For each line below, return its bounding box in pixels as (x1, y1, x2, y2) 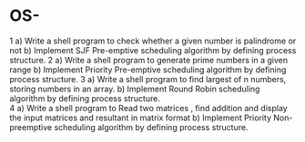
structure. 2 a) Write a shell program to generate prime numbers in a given (9, 54, 289, 65)
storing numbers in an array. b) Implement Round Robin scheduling (9, 83, 260, 94)
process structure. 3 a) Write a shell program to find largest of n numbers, (9, 73, 287, 84)
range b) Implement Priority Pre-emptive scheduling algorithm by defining (9, 64, 287, 75)
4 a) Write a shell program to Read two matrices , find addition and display (9, 102, 289, 113)
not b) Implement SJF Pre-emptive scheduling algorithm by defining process (9, 44, 297, 55)
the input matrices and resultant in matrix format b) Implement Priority (9, 112, 271, 123)
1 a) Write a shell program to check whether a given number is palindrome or (9, 35, 297, 46)
